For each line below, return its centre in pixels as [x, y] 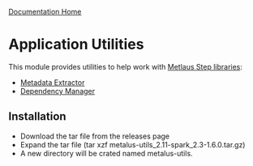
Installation [37, 117]
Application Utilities [76, 45]
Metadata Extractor [52, 82]
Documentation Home [45, 12]
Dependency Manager [58, 91]
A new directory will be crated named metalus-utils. [106, 153]
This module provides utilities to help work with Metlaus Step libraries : [126, 66]
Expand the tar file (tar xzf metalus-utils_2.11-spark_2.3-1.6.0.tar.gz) [133, 144]
